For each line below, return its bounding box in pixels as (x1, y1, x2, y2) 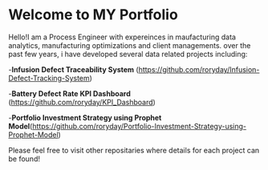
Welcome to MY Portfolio (8, 6, 178, 24)
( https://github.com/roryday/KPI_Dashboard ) (8, 97, 156, 107)
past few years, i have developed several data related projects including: (8, 49, 248, 59)
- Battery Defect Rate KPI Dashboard (8, 88, 131, 98)
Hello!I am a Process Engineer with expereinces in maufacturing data (8, 32, 237, 42)
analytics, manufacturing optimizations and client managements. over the (8, 40, 251, 50)
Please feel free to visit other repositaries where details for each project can (8, 145, 260, 155)
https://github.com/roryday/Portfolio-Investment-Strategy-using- (31, 121, 247, 131)
